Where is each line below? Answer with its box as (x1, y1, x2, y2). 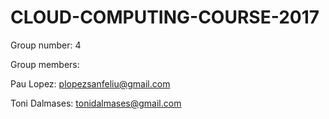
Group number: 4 (10, 39, 82, 51)
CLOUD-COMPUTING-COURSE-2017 (10, 6, 320, 29)
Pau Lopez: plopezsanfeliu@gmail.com (10, 77, 171, 90)
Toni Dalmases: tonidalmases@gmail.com (10, 97, 182, 109)
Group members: (10, 58, 80, 70)
